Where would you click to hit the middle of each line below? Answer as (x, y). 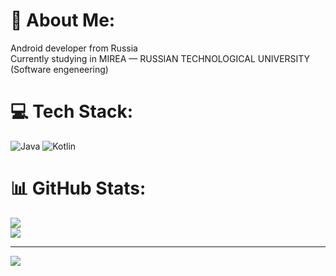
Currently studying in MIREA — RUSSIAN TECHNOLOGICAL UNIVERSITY (160, 58)
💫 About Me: (63, 20)
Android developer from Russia (74, 48)
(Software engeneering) (59, 69)
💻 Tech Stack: (72, 111)
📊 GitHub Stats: (78, 188)
